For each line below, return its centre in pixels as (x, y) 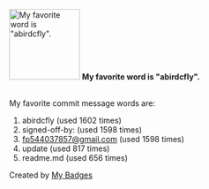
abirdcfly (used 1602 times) (71, 120)
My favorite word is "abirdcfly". (141, 77)
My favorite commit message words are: (82, 103)
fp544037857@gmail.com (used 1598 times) (103, 139)
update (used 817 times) (66, 148)
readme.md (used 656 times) (75, 158)
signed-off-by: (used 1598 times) (82, 130)
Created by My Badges (51, 175)
